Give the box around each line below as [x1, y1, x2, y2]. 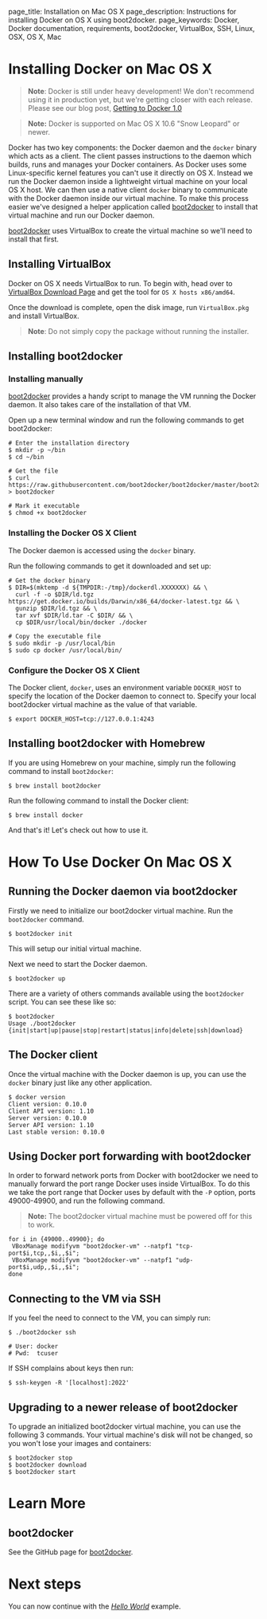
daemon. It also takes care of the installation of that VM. [8, 400, 192, 410]
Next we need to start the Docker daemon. [8, 959, 148, 969]
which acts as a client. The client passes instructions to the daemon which [8, 151, 252, 160]
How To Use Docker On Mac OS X [8, 853, 233, 871]
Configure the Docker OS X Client [8, 665, 141, 676]
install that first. [8, 234, 60, 244]
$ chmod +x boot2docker [8, 509, 87, 517]
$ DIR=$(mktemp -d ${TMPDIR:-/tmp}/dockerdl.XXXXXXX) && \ [8, 584, 208, 591]
